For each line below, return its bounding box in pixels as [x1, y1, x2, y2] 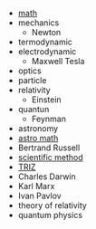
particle [17, 75, 47, 85]
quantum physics [17, 210, 83, 220]
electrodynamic [17, 46, 77, 57]
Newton [31, 27, 62, 37]
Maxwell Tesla [31, 56, 85, 66]
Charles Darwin [17, 171, 77, 182]
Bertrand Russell [17, 142, 81, 153]
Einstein [31, 94, 62, 105]
